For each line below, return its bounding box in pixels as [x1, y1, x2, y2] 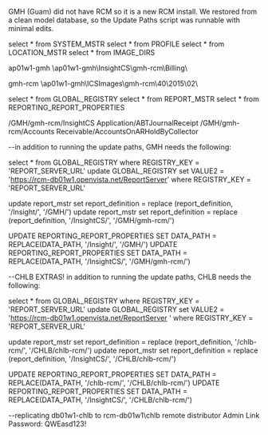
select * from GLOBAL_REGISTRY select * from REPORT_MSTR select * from [8, 94, 259, 103]
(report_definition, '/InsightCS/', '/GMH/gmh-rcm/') [8, 216, 175, 225]
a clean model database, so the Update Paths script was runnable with [8, 15, 241, 25]
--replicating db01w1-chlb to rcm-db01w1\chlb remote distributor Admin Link [8, 411, 260, 420]
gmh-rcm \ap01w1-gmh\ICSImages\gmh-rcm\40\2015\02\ [8, 79, 199, 88]
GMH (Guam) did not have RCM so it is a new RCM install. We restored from [8, 7, 258, 16]
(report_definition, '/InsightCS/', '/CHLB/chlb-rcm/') [8, 354, 177, 363]
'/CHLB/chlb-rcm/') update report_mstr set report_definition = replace [29, 345, 258, 355]
